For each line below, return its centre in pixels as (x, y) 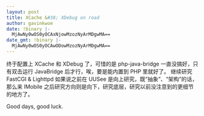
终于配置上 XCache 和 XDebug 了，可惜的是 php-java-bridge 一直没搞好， (100, 64)
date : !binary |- (28, 29)
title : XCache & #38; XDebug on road (53, 18)
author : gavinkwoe (30, 23)
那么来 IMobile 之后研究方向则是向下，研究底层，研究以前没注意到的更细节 (100, 86)
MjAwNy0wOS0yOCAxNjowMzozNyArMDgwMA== (61, 35)
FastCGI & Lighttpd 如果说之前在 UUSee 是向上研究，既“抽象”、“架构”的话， (102, 79)
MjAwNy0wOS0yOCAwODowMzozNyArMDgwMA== (61, 46)
